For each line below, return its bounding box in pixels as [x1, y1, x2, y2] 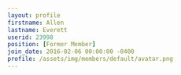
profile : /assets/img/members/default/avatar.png [7, 55, 174, 63]
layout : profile [7, 11, 61, 20]
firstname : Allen [7, 19, 65, 27]
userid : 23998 [7, 33, 54, 41]
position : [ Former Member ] [7, 41, 96, 48]
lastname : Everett [7, 26, 68, 34]
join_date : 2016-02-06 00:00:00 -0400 [7, 48, 135, 55]
